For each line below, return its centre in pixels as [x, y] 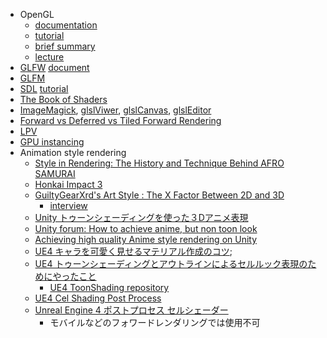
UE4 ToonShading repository [109, 287]
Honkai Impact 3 [68, 184]
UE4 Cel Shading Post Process [98, 298]
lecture [49, 57]
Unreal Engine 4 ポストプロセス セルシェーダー [131, 310]
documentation [66, 25]
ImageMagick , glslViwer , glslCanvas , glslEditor [115, 110]
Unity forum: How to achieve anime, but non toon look [146, 228]
